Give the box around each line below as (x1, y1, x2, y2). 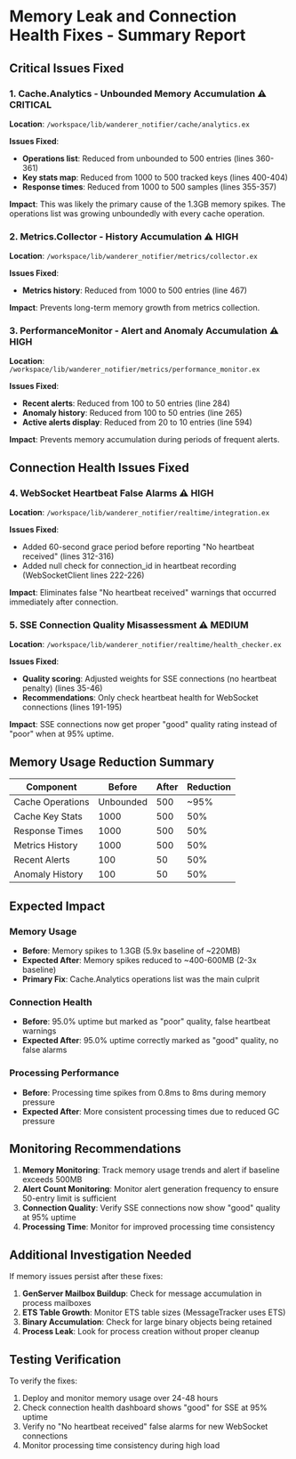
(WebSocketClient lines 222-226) (21, 570, 145, 580)
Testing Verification (9, 1351, 122, 1367)
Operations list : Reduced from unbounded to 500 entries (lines (21, 153, 254, 164)
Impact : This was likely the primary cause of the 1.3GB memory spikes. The (9, 199, 286, 209)
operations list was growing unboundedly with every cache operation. (9, 207, 265, 219)
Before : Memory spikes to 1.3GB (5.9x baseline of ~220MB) (21, 945, 241, 956)
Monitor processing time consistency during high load (21, 1439, 220, 1450)
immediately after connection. (9, 596, 118, 607)
